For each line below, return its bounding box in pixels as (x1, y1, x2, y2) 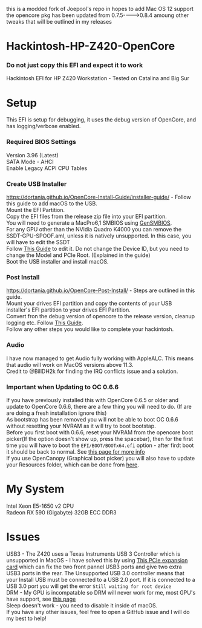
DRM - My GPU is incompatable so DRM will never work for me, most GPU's (6, 589, 196, 596)
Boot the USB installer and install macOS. (6, 258, 109, 265)
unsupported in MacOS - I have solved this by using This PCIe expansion (6, 556, 188, 564)
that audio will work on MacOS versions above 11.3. (6, 361, 134, 368)
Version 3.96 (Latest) (6, 151, 59, 159)
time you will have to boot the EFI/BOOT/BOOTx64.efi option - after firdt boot (6, 442, 194, 449)
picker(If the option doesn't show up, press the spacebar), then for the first (6, 435, 194, 442)
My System (6, 482, 65, 496)
